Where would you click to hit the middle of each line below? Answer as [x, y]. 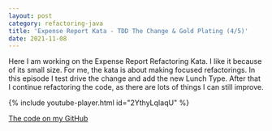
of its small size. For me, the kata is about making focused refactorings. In [132, 70]
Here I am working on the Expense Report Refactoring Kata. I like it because [135, 61]
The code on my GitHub [48, 119]
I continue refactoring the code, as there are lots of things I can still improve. [136, 87]
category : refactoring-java [56, 23]
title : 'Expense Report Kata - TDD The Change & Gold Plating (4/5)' [129, 31]
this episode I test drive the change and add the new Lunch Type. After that [135, 78]
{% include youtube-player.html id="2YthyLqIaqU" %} [99, 103]
